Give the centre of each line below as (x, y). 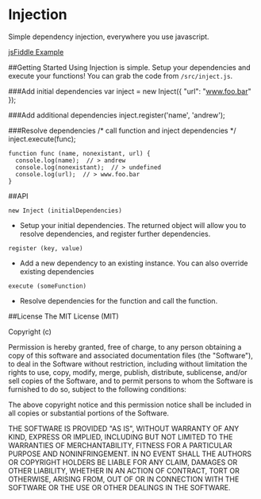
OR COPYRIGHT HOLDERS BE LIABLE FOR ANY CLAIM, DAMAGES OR (123, 462)
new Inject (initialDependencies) (65, 211)
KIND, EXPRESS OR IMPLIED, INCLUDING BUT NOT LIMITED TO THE (121, 437)
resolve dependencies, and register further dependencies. (115, 234)
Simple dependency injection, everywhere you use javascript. (109, 37)
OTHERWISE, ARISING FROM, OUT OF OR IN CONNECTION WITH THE (124, 479)
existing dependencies (57, 271)
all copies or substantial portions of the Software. (88, 413)
